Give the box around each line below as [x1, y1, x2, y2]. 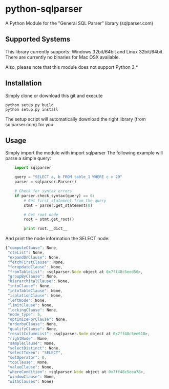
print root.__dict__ [24, 226, 68, 231]
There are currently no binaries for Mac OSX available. [5, 54, 120, 60]
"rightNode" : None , [7, 336, 50, 341]
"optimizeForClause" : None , [7, 317, 68, 322]
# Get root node [24, 212, 58, 217]
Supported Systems [5, 35, 71, 44]
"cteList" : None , [7, 250, 45, 255]
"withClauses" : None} [7, 379, 54, 384]
